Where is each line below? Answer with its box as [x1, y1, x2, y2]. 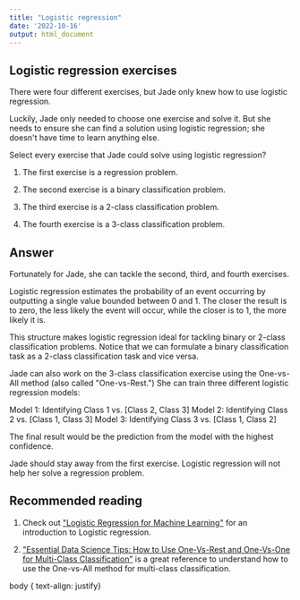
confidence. [9, 441, 54, 452]
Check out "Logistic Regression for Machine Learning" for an [21, 517, 248, 528]
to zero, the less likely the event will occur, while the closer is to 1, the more [9, 305, 287, 316]
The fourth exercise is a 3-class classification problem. [21, 219, 226, 230]
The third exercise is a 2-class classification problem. [21, 202, 219, 213]
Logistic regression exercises [9, 63, 177, 78]
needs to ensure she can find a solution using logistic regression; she [9, 123, 266, 134]
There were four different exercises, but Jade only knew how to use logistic [9, 87, 288, 97]
